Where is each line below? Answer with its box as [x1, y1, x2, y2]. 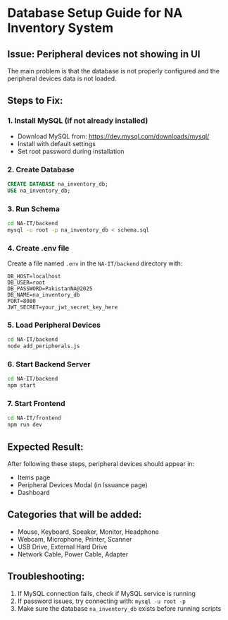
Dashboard [17, 489, 51, 497]
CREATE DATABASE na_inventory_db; [7, 180, 109, 188]
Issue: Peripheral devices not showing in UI [7, 48, 201, 60]
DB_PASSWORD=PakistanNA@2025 [7, 285, 93, 292]
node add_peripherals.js [7, 342, 80, 350]
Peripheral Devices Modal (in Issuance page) [17, 481, 148, 489]
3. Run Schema [7, 203, 60, 213]
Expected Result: [7, 441, 84, 453]
